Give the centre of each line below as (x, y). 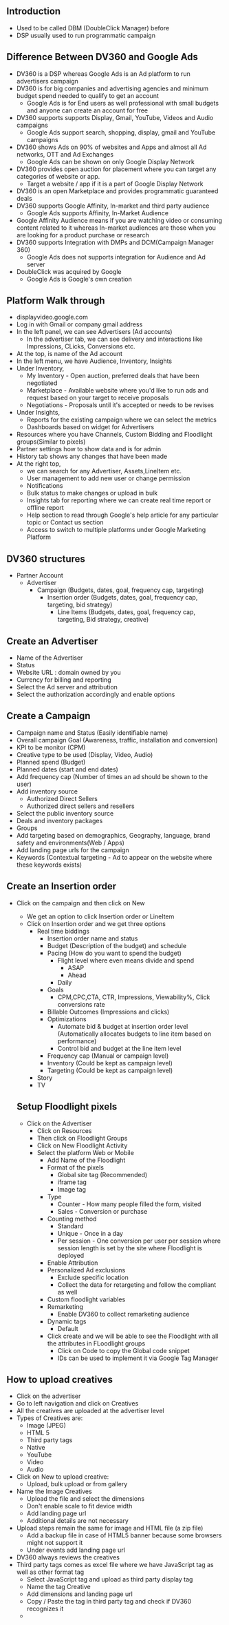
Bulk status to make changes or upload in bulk (92, 493)
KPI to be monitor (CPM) (51, 747)
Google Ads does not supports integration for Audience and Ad (116, 257)
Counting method (72, 1219)
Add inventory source (47, 791)
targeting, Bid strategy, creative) (103, 620)
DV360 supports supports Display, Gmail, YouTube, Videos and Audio (115, 117)
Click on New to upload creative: (63, 1477)
